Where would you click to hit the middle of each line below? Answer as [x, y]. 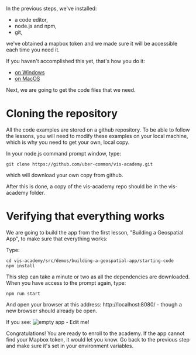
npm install [20, 266]
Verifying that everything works [85, 216]
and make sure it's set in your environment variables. [70, 346]
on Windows [30, 72]
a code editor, [31, 20]
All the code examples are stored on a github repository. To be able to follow [98, 130]
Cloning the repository [62, 114]
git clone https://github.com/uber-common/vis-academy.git [80, 164]
